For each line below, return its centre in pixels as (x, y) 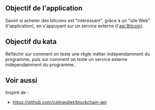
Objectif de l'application (44, 8)
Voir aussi (21, 80)
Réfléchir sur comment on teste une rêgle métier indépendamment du (78, 54)
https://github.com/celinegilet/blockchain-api (60, 102)
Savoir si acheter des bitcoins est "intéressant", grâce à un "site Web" (78, 20)
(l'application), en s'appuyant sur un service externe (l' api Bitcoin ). (74, 26)
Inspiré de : (17, 92)
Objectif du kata (31, 42)
